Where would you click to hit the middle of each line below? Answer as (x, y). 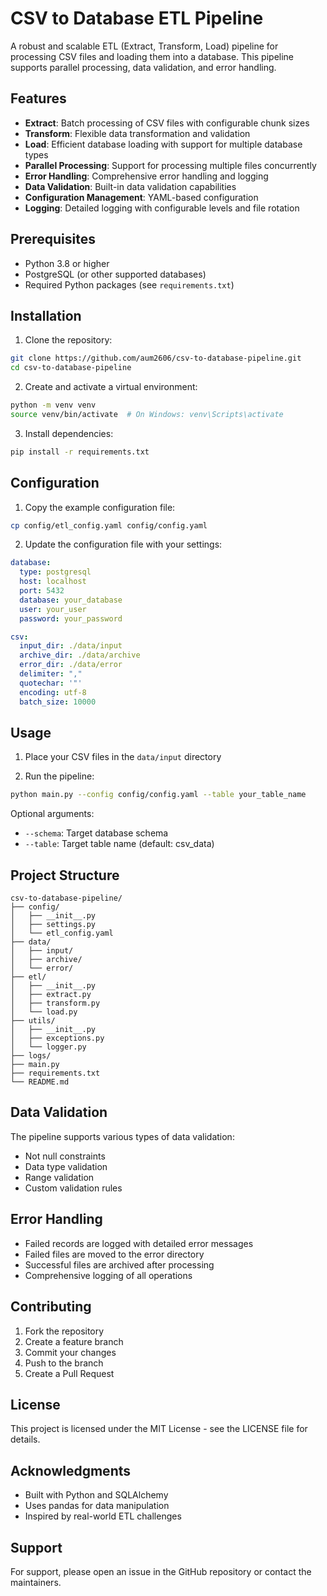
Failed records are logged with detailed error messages (139, 1243)
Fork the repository (64, 1331)
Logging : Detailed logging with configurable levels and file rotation (162, 208)
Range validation (59, 1177)
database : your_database (71, 600)
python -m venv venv (53, 405)
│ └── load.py (44, 1012)
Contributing (51, 1307)
